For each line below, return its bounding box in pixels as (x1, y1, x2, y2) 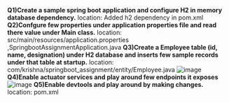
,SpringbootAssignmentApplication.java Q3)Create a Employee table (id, (7, 43, 218, 51)
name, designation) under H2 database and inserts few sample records (7, 50, 218, 59)
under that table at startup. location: (7, 58, 114, 66)
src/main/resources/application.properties (7, 36, 130, 44)
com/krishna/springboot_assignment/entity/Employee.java (7, 66, 175, 74)
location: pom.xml (7, 88, 59, 96)
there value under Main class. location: (7, 28, 123, 36)
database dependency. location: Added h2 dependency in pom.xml (7, 13, 204, 22)
